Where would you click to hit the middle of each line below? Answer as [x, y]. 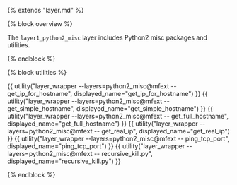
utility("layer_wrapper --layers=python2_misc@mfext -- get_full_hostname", [118, 116]
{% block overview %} [40, 24]
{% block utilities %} [37, 72]
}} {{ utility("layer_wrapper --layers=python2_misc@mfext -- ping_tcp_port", [118, 138]
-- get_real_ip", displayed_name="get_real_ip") [162, 131]
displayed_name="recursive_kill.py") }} [64, 161]
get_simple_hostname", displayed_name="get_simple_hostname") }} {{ [110, 108]
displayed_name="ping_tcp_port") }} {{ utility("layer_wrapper [96, 146]
